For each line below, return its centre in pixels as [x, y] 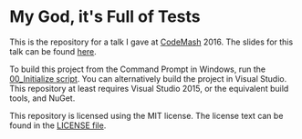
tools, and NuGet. [42, 98]
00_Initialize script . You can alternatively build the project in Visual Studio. [148, 78]
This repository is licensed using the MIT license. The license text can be [146, 115]
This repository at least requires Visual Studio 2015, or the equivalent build [149, 88]
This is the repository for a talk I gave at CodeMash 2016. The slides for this [151, 42]
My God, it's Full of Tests [105, 17]
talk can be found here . [53, 51]
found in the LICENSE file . [58, 125]
